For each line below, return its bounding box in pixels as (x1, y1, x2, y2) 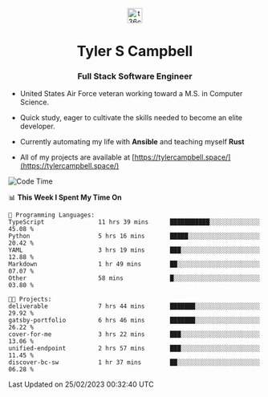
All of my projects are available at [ (19, 152, 135, 162)
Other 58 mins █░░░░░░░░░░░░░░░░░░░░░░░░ (8, 274, 261, 282)
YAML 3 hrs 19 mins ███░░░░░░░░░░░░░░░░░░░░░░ (8, 246, 261, 254)
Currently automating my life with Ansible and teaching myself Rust (19, 137, 245, 147)
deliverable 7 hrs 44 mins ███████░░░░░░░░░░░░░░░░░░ (8, 302, 261, 310)
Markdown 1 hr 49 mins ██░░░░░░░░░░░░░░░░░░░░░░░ (8, 261, 261, 269)
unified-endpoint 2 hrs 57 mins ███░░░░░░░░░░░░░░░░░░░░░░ (8, 345, 261, 353)
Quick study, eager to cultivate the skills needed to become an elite (19, 113, 243, 123)
